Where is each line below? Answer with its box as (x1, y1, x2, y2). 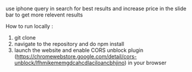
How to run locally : (5, 23, 53, 30)
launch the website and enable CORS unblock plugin (14, 47, 144, 54)
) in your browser (124, 59, 167, 66)
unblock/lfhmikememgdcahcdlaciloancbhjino (14, 59, 125, 66)
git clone (14, 34, 36, 41)
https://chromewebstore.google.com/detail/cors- (16, 53, 137, 60)
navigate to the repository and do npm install (14, 41, 125, 47)
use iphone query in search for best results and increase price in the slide (5, 5, 187, 12)
